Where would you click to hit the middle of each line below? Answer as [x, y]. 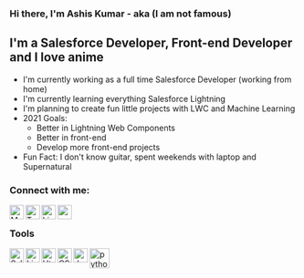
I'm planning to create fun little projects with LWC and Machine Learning [159, 108]
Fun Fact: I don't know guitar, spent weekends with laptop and [140, 157]
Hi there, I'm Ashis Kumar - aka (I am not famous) [121, 14]
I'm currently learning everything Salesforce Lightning [124, 98]
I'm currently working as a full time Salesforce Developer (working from [157, 79]
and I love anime [57, 57]
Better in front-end [71, 137]
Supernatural [47, 166]
